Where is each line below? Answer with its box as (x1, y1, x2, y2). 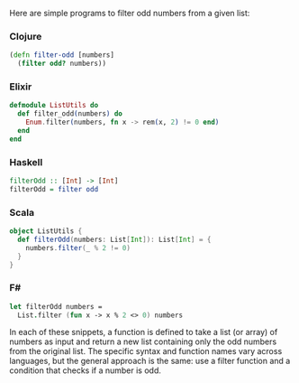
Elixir (9, 80, 32, 93)
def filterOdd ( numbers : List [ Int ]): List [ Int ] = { (17, 235, 212, 244)
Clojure (9, 30, 42, 42)
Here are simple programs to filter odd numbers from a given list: (9, 8, 250, 18)
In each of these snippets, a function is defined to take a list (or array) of (9, 327, 278, 338)
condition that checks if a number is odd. (9, 365, 162, 376)
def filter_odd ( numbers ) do (17, 109, 123, 118)
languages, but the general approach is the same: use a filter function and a (9, 356, 291, 367)
